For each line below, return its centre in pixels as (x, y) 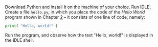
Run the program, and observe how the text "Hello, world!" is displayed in (79, 35)
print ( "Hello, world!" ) (31, 26)
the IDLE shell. (20, 40)
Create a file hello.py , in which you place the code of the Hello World (75, 12)
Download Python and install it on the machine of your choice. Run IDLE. (78, 7)
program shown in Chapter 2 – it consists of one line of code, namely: (75, 17)
